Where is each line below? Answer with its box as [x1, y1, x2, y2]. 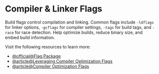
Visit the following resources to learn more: [5, 44, 91, 49]
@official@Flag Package [12, 53, 61, 59]
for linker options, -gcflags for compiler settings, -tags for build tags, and [5, 24, 151, 30]
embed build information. [5, 35, 55, 40]
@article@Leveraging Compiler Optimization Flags [12, 58, 113, 64]
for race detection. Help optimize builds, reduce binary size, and [14, 29, 143, 35]
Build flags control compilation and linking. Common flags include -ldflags [5, 19, 154, 25]
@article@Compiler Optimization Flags [12, 63, 89, 69]
